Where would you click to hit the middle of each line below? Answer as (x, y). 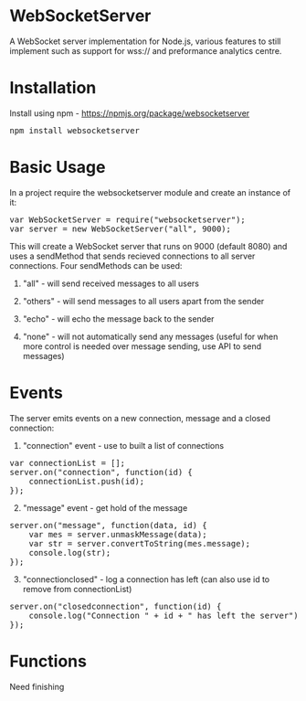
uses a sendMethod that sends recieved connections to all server (132, 256)
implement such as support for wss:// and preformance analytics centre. (146, 50)
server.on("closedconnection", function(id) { (116, 606)
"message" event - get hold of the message (105, 507)
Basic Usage (58, 168)
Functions (48, 661)
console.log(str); (70, 552)
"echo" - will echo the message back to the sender (118, 319)
